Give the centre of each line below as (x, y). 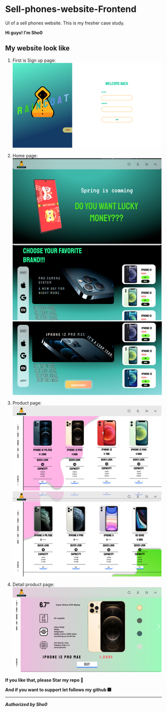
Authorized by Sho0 (26, 704)
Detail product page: (33, 584)
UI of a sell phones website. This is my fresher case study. (65, 23)
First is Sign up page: (34, 60)
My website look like (38, 48)
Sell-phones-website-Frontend (71, 9)
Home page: (25, 156)
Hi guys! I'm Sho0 (24, 32)
